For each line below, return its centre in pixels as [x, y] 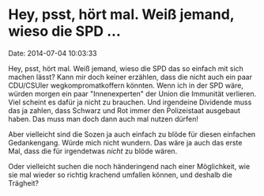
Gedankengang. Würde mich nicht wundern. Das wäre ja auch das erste [125, 142]
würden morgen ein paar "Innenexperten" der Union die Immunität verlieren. [132, 93]
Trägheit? [24, 183]
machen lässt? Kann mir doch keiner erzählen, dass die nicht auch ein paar [130, 77]
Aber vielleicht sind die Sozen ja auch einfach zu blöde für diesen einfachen [132, 134]
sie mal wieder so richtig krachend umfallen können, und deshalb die [121, 175]
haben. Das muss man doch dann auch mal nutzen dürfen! [104, 119]
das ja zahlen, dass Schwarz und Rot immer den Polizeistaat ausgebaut [124, 110]
